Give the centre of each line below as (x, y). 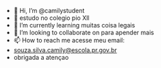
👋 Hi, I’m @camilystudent (49, 11)
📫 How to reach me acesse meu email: (69, 40)
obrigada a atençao (41, 57)
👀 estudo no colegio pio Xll (51, 18)
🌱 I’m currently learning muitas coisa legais (74, 25)
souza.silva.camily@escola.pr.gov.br (65, 50)
